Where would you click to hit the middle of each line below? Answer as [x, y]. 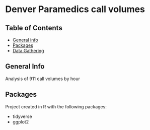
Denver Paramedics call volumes [75, 9]
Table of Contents [34, 28]
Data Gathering [28, 51]
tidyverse [22, 116]
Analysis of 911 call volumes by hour [43, 79]
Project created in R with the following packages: [56, 106]
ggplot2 [21, 121]
